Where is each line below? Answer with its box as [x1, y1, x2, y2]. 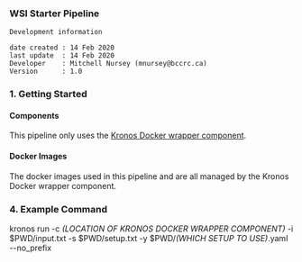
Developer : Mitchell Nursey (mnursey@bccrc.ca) [9, 59, 207, 68]
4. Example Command [9, 203, 108, 215]
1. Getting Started [9, 88, 87, 101]
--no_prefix [9, 242, 52, 253]
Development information [9, 28, 103, 37]
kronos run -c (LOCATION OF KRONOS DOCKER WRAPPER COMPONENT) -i [9, 223, 294, 234]
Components [9, 110, 59, 121]
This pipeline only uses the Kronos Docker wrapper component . [9, 130, 247, 141]
